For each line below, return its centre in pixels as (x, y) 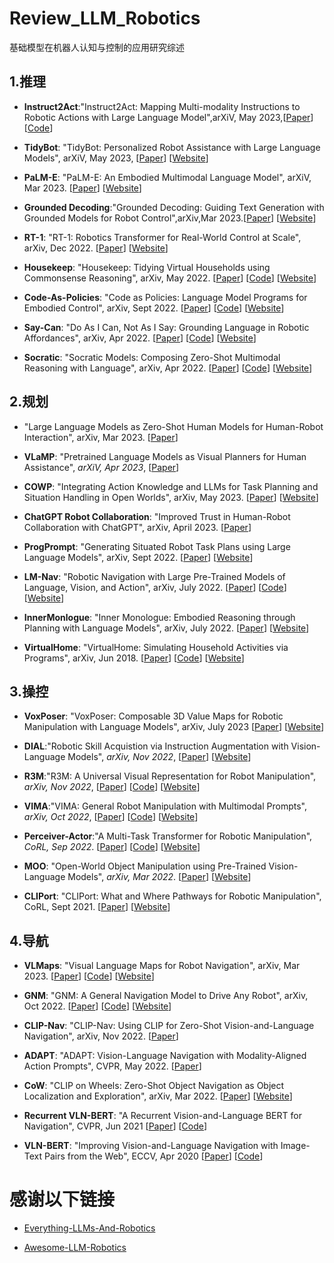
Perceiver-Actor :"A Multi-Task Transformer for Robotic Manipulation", (168, 836)
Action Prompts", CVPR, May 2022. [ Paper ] (112, 1066)
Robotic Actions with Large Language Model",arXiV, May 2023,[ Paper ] (168, 117)
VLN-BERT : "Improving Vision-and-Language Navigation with (151, 1146)
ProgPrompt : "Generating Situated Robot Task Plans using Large (157, 546)
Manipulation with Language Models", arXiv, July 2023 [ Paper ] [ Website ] (174, 727)
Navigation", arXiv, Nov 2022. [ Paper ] (101, 1036)
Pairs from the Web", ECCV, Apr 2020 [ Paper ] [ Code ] (154, 1156)
